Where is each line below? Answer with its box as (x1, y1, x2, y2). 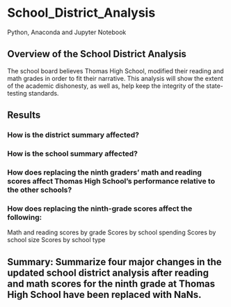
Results (7, 110, 41, 121)
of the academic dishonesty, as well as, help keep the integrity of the (7, 82, 205, 90)
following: (7, 212, 42, 222)
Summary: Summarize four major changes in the (7, 256, 222, 268)
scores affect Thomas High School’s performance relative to (7, 176, 216, 186)
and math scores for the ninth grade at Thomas (7, 278, 216, 290)
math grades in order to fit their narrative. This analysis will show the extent (7, 74, 224, 82)
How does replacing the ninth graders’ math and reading (7, 167, 202, 177)
